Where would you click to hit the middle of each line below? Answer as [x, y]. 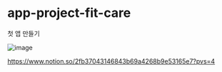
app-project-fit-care [69, 13]
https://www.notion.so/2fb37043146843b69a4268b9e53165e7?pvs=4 [111, 61]
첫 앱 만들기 [24, 33]
